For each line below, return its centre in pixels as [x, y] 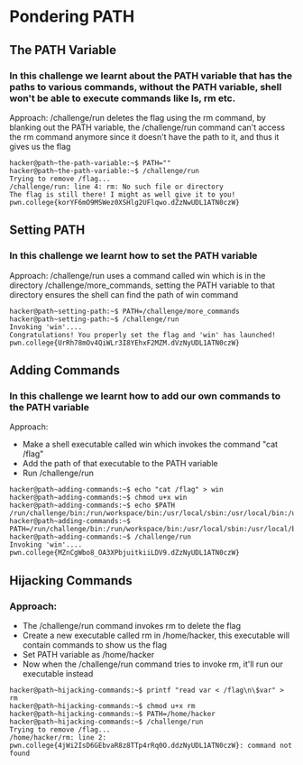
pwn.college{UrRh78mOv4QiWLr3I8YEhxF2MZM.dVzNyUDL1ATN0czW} [125, 343]
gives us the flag [40, 146]
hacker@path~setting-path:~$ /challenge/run [94, 319]
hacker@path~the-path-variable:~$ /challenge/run [105, 171]
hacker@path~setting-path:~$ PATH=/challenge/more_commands [125, 311]
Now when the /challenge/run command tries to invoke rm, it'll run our [153, 664]
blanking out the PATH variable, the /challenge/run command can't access [147, 127]
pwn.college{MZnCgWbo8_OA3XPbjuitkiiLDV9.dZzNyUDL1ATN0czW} [125, 553]
